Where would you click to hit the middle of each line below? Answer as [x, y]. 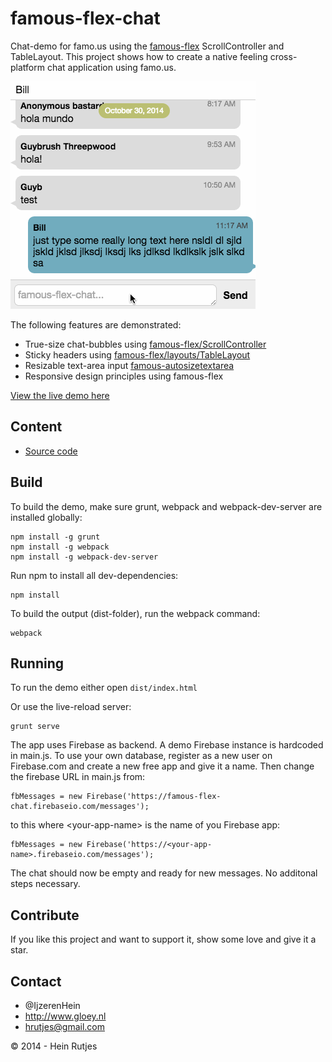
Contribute [45, 915]
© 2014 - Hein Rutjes [54, 1046]
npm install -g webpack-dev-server [84, 557]
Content [36, 427]
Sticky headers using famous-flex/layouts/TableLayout [137, 354]
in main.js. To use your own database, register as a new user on [141, 756]
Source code [51, 451]
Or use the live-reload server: [71, 707]
